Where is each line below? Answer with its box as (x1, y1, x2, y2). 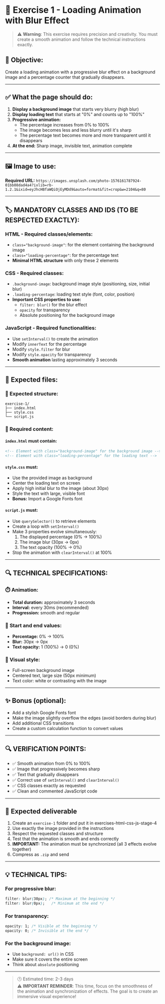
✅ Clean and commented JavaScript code (12, 788, 97, 794)
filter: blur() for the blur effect (19, 302, 87, 308)
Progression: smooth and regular (12, 610, 80, 616)
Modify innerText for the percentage (12, 341, 87, 347)
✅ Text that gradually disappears (12, 771, 79, 777)
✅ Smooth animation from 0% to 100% (12, 760, 91, 766)
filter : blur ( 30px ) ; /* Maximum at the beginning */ (5, 896, 115, 902)
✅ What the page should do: (5, 93, 93, 101)
